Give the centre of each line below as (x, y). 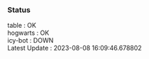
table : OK (22, 26)
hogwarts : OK (28, 33)
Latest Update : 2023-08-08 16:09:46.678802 (74, 48)
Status (19, 10)
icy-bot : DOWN (31, 41)
